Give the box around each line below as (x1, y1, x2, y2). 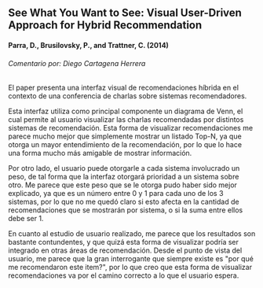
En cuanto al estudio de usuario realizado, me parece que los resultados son (8, 229, 256, 238)
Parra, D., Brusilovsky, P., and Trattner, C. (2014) (8, 40, 169, 50)
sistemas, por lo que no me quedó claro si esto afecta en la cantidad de (8, 197, 239, 207)
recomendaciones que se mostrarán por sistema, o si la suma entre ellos (8, 205, 243, 215)
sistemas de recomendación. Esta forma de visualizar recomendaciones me (8, 124, 254, 133)
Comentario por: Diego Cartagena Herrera (8, 58, 146, 68)
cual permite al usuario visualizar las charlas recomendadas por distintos (8, 115, 244, 124)
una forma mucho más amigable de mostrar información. (8, 149, 192, 158)
